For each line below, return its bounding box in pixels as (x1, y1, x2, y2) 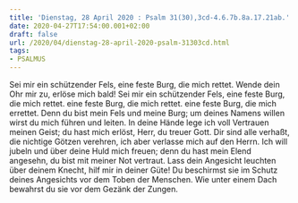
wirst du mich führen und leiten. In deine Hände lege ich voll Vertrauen (9, 117, 269, 128)
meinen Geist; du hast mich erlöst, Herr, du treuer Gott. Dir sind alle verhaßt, (9, 127, 290, 137)
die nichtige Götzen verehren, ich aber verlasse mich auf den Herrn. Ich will (9, 136, 288, 147)
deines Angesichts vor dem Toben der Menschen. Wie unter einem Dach (9, 174, 277, 184)
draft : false (9, 30, 58, 38)
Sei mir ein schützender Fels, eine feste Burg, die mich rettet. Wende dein (9, 80, 280, 89)
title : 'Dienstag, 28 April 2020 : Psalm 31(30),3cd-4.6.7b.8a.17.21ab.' (9, 13, 291, 22)
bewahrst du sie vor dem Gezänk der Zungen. (9, 184, 179, 194)
